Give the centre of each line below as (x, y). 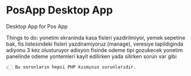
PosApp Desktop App (60, 10)
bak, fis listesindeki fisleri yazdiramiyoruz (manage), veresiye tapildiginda (95, 44)
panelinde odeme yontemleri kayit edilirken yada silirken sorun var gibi (92, 56)
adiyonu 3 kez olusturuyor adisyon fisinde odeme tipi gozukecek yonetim (95, 50)
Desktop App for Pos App (37, 26)
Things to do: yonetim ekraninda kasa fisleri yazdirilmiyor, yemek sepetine (96, 37)
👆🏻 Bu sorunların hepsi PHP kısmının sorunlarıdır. (71, 67)
